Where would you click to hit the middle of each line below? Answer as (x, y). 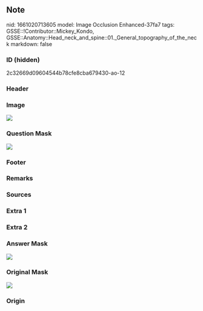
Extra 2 (17, 227)
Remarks (20, 179)
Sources (19, 195)
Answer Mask (27, 244)
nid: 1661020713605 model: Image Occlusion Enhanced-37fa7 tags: (90, 24)
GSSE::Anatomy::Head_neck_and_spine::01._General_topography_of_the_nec (101, 37)
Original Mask (27, 272)
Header (18, 89)
